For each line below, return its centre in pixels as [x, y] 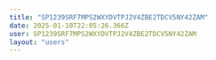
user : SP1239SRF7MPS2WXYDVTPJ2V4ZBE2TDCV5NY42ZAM [103, 34]
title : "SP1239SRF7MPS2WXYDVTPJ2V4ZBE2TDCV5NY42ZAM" [109, 17]
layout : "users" [39, 42]
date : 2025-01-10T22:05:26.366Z [69, 26]
